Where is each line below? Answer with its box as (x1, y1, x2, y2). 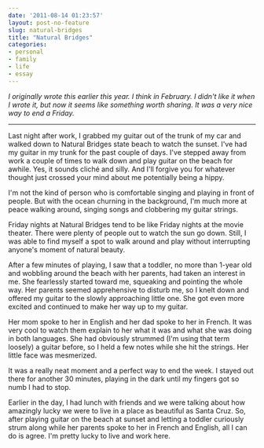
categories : (8, 41, 47, 49)
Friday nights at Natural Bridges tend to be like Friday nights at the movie (8, 219, 244, 229)
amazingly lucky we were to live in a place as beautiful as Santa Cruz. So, (8, 406, 246, 415)
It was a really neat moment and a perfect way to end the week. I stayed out (8, 365, 254, 375)
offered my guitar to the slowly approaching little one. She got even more (8, 293, 245, 303)
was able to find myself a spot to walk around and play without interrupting (8, 237, 251, 246)
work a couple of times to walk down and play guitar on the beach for (8, 156, 233, 165)
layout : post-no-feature (8, 19, 90, 27)
